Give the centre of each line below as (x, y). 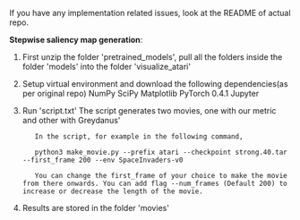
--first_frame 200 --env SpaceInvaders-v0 (103, 160)
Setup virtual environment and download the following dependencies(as (155, 84)
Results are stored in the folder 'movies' (96, 208)
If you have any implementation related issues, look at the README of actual (150, 13)
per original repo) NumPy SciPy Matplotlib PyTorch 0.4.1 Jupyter (141, 93)
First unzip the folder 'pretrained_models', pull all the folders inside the (152, 57)
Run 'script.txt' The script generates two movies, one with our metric (149, 110)
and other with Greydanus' (71, 120)
